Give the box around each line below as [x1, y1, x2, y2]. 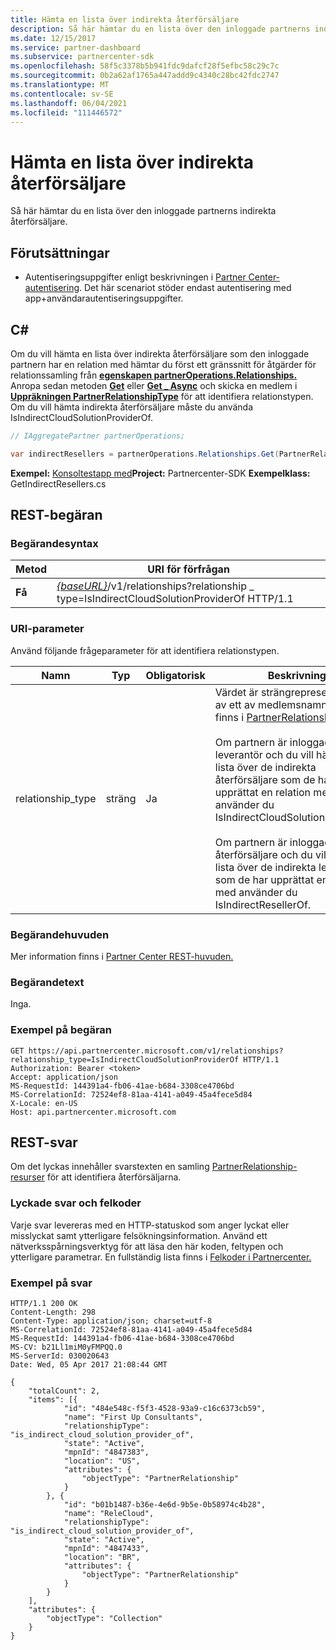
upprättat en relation [214, 785, 312, 799]
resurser [10, 1171, 45, 1183]
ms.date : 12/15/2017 [10, 33, 97, 43]
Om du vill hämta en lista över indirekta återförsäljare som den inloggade [10, 347, 310, 360]
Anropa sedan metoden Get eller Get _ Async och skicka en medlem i [10, 379, 298, 391]
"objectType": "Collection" [46, 1613, 163, 1623]
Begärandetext [10, 975, 85, 989]
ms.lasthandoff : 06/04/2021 [10, 98, 128, 108]
